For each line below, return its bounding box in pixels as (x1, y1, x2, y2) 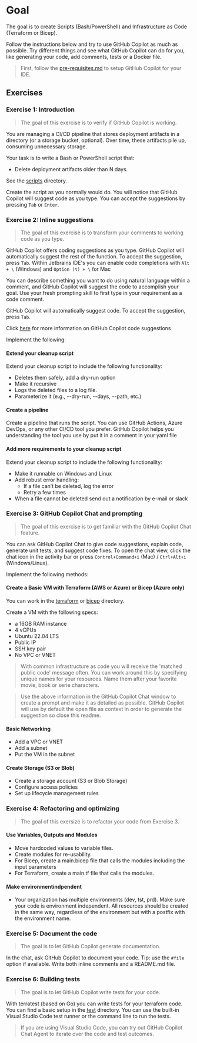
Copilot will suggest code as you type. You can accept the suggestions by (6, 195, 186, 202)
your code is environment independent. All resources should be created (14, 902, 189, 909)
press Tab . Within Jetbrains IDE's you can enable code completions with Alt (6, 259, 190, 266)
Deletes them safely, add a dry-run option (14, 374, 116, 381)
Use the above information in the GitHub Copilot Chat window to (20, 693, 176, 700)
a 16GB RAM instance (14, 620, 67, 627)
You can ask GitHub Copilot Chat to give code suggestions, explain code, (6, 540, 183, 547)
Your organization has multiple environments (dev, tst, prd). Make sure (14, 896, 185, 904)
